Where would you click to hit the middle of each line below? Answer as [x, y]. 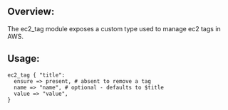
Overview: [31, 12]
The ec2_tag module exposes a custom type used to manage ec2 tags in [114, 28]
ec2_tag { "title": [36, 75]
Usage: [24, 59]
